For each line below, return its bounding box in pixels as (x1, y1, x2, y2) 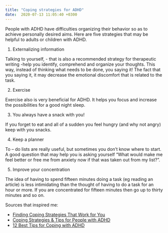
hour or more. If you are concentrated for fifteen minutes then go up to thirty (5, 186, 163, 193)
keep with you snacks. (5, 126, 52, 133)
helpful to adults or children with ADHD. (5, 36, 87, 43)
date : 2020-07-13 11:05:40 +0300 (5, 12, 78, 17)
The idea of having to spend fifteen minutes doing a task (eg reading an (5, 176, 153, 182)
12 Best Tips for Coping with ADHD (12, 222, 85, 228)
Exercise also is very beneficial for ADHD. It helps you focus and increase (5, 96, 157, 103)
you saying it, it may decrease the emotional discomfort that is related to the (5, 72, 162, 78)
